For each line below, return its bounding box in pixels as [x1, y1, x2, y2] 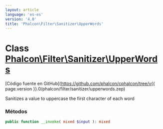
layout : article [5, 7, 39, 12]
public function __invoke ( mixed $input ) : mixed [5, 119, 111, 124]
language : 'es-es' [5, 12, 43, 17]
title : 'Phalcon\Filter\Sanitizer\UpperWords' [5, 21, 104, 26]
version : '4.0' [5, 16, 37, 21]
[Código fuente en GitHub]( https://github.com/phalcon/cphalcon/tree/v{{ [5, 80, 156, 86]
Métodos [5, 108, 27, 115]
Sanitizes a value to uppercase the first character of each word [5, 95, 135, 101]
